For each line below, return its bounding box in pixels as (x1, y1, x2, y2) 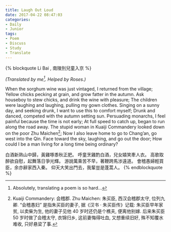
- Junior (5, 27, 24, 32)
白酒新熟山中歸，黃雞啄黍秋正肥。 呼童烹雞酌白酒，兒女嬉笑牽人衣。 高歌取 (5, 151, 164, 157)
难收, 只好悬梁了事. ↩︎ (12, 221, 58, 227)
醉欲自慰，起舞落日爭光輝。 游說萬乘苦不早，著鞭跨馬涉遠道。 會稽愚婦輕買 (5, 158, 164, 164)
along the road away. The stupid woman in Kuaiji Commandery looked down (5, 124, 165, 130)
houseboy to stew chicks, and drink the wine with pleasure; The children (5, 97, 158, 103)
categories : (5, 17, 31, 22)
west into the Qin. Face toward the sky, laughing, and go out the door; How (5, 135, 162, 142)
